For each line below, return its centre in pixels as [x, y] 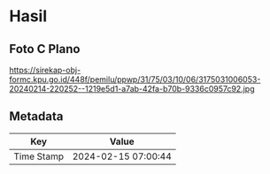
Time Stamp [39, 156]
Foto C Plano [45, 49]
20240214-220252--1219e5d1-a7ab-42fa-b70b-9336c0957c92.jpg [132, 89]
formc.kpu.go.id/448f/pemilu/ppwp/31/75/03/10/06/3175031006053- [135, 79]
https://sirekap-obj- [45, 70]
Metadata [36, 117]
